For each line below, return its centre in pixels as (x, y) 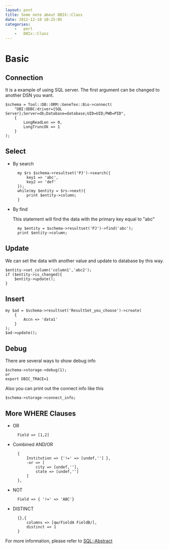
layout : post (19, 10)
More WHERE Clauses (41, 413)
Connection (24, 78)
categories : (18, 24)
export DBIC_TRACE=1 (27, 379)
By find (20, 209)
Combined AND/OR (33, 445)
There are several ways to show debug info (50, 361)
